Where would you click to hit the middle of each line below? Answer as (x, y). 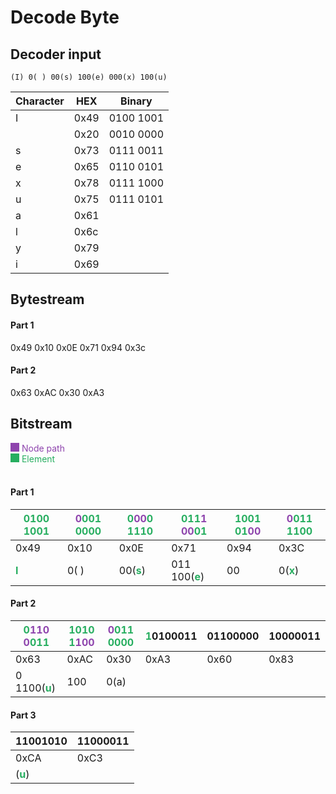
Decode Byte (65, 17)
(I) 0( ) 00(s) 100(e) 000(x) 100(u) (89, 77)
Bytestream (47, 299)
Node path (43, 448)
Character (40, 101)
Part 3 (23, 715)
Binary (136, 101)
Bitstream (41, 424)
